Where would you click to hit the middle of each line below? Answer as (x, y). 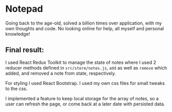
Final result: (25, 50)
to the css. (16, 88)
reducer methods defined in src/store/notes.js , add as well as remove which (86, 68)
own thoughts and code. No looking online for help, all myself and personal (85, 28)
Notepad (24, 9)
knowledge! (18, 34)
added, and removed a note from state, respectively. (61, 73)
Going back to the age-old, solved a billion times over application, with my (84, 23)
